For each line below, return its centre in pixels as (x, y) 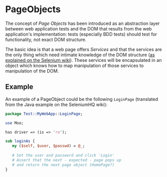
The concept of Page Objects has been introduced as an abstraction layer (82, 23)
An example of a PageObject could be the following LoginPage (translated (82, 99)
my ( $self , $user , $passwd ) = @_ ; (48, 146)
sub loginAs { (20, 141)
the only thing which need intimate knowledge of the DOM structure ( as (80, 55)
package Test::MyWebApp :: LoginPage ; (44, 114)
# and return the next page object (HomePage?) (63, 165)
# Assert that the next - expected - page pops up (67, 160)
